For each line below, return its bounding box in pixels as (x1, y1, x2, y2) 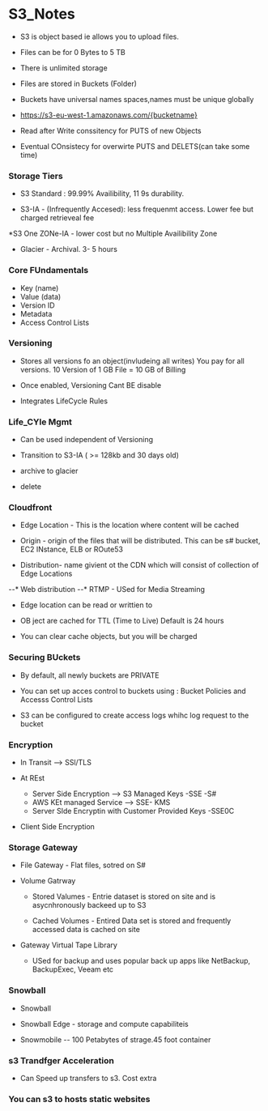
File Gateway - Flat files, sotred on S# (19, 860, 146, 870)
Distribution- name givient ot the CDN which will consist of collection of (19, 560, 259, 570)
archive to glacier (19, 466, 79, 476)
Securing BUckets (8, 652, 81, 663)
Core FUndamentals (8, 265, 89, 276)
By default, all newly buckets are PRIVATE (19, 670, 160, 680)
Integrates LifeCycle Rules (19, 396, 108, 406)
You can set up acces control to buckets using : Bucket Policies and (19, 686, 247, 696)
